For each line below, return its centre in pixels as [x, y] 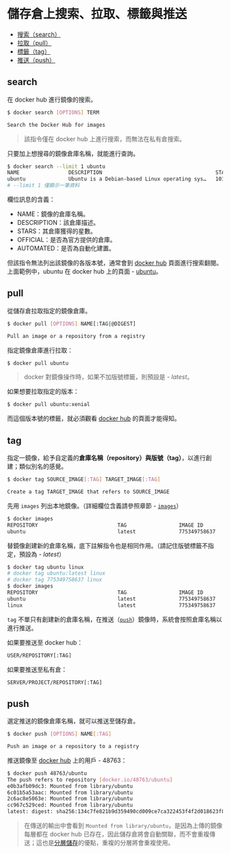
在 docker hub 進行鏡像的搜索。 [52, 99]
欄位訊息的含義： [31, 199]
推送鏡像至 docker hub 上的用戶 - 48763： [67, 760]
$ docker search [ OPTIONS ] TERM [53, 112]
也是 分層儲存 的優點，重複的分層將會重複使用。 [108, 843]
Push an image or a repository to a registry [73, 747]
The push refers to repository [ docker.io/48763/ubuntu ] [90, 780]
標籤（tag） [34, 51]
